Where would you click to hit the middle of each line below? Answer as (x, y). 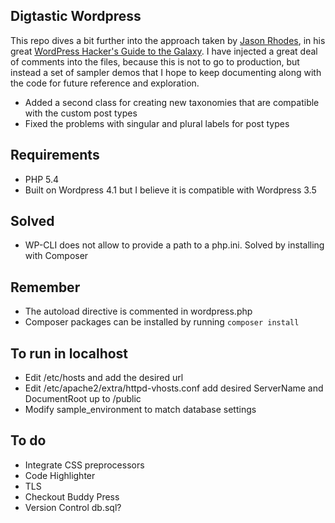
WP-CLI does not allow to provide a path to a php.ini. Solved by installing (174, 245)
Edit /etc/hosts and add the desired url (104, 378)
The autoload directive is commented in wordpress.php (138, 311)
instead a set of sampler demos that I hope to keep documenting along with (166, 72)
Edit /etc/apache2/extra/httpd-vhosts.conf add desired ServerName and (174, 388)
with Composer (56, 256)
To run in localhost (69, 353)
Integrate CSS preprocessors (84, 465)
